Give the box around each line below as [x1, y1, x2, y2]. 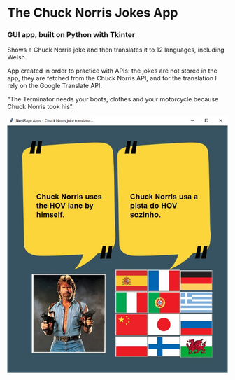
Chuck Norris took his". [7, 103, 75, 111]
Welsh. [7, 53, 27, 62]
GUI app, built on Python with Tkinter [7, 30, 135, 40]
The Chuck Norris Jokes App [7, 5, 178, 21]
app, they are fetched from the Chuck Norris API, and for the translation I [7, 74, 217, 83]
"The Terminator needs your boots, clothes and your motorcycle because [7, 95, 219, 104]
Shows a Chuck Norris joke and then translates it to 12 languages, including [7, 45, 225, 54]
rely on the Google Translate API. [7, 82, 103, 90]
